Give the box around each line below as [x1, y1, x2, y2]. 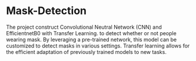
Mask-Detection [6, 4, 87, 18]
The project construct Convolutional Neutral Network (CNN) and [6, 23, 162, 30]
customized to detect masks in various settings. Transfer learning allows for [6, 42, 190, 49]
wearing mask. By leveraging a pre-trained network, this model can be [6, 36, 177, 43]
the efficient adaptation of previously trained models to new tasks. [6, 48, 167, 55]
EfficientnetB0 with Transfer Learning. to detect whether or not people [6, 29, 177, 36]
